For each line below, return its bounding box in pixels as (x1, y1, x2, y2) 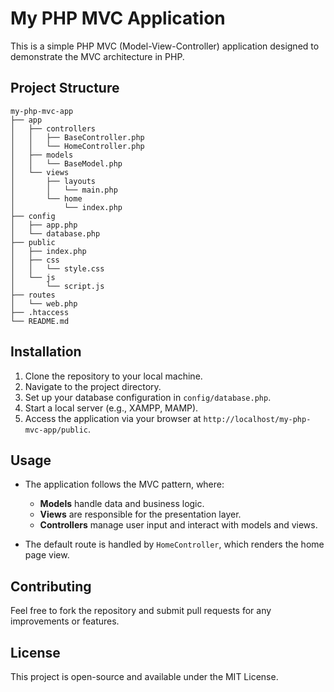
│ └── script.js (10, 281, 105, 291)
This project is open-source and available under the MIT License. (10, 671, 279, 682)
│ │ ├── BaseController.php (10, 132, 145, 142)
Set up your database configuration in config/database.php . (24, 391, 272, 403)
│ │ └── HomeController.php (10, 141, 145, 151)
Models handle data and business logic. (39, 498, 205, 510)
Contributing (10, 578, 92, 595)
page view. (24, 549, 70, 561)
